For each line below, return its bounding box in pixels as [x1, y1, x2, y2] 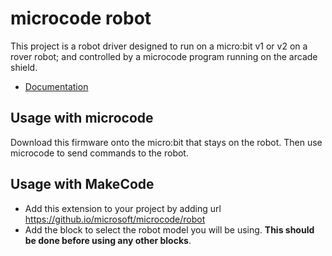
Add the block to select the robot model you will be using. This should [24, 223, 315, 236]
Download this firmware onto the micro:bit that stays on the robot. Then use [10, 136, 323, 148]
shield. [10, 61, 38, 73]
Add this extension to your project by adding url [24, 202, 222, 214]
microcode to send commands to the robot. [10, 147, 189, 159]
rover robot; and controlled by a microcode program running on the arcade [10, 50, 318, 62]
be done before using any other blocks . [24, 234, 192, 246]
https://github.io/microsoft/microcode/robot [24, 213, 206, 225]
